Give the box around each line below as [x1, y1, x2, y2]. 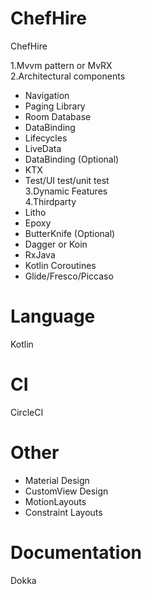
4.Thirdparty [24, 195, 77, 207]
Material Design [24, 474, 90, 486]
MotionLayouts [24, 495, 87, 507]
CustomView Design [24, 485, 109, 497]
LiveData [24, 142, 62, 154]
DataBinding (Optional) [24, 153, 120, 165]
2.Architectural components [10, 70, 126, 82]
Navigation [24, 89, 70, 101]
